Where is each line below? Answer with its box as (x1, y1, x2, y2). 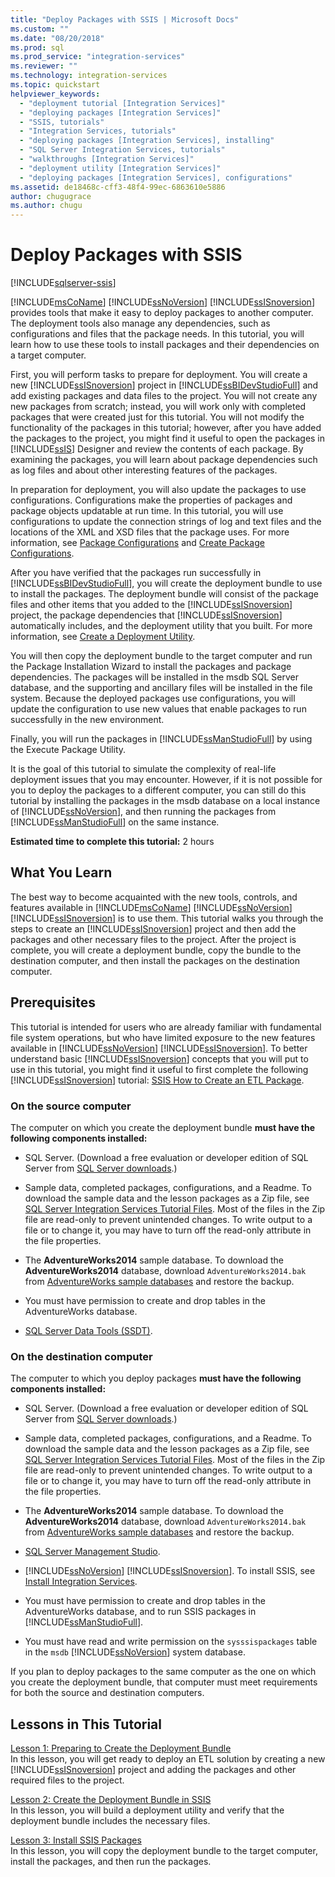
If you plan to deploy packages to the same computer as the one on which (10, 1666, 317, 1678)
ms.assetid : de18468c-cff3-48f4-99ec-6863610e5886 (10, 182, 226, 192)
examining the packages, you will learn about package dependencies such (10, 454, 318, 466)
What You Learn (10, 864, 113, 881)
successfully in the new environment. (10, 714, 165, 726)
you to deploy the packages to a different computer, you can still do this (10, 784, 307, 796)
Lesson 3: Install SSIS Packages (10, 1834, 142, 1846)
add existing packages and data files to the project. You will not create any (10, 390, 318, 402)
